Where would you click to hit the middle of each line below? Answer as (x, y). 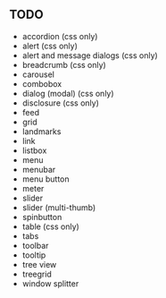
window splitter (50, 283)
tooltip (34, 255)
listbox (34, 150)
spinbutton (42, 217)
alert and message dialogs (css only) (90, 55)
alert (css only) (50, 46)
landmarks (41, 131)
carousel (38, 74)
